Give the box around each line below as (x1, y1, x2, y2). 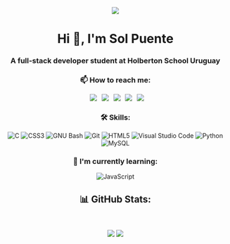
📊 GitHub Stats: (79, 193, 152, 205)
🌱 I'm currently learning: (73, 156, 158, 166)
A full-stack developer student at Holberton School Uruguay (10, 56, 221, 66)
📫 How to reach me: (79, 75, 151, 85)
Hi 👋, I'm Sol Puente (56, 31, 174, 47)
